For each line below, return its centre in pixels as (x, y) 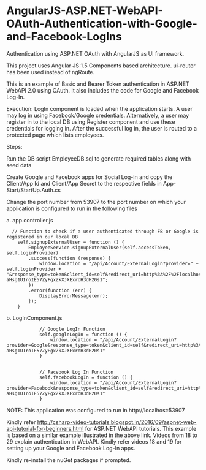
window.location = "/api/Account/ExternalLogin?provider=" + (119, 263)
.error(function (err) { (60, 290)
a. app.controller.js (30, 220)
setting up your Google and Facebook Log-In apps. (71, 448)
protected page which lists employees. (55, 135)
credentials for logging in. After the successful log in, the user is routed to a (102, 128)
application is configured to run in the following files (72, 208)
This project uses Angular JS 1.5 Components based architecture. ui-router (101, 66)
